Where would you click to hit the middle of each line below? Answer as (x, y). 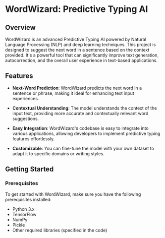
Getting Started (29, 169)
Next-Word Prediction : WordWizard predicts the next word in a (77, 88)
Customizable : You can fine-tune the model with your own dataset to (83, 148)
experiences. (26, 98)
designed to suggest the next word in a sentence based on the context (77, 50)
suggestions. (26, 119)
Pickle (19, 225)
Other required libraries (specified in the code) (60, 230)
